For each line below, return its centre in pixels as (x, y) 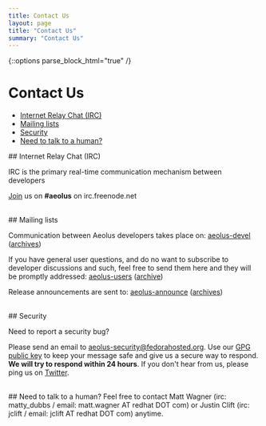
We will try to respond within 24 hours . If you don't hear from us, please (129, 364)
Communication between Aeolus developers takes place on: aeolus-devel (129, 235)
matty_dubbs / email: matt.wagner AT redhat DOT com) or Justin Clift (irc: (129, 405)
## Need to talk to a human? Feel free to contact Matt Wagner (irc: (117, 396)
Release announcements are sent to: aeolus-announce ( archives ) (116, 292)
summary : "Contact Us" (46, 38)
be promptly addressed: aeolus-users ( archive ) (86, 276)
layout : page (30, 23)
